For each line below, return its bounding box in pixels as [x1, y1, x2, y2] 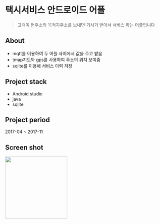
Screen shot [5, 143, 44, 151]
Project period [5, 115, 50, 124]
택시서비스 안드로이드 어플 [5, 4, 106, 16]
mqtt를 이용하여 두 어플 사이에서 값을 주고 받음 [12, 50, 103, 56]
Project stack [5, 77, 47, 86]
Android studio [12, 90, 43, 97]
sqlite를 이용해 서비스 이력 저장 [12, 63, 73, 69]
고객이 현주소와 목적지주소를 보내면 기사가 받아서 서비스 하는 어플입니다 [17, 22, 155, 28]
